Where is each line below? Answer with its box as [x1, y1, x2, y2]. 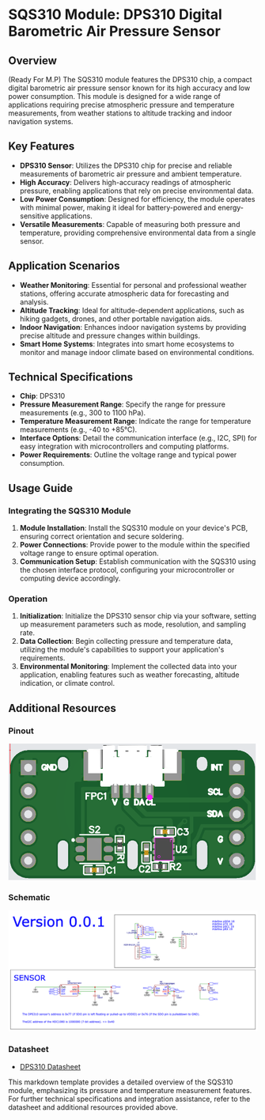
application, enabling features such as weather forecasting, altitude [19, 670, 240, 679]
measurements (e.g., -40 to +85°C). [19, 425, 138, 434]
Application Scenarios [8, 259, 120, 273]
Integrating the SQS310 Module [8, 505, 131, 516]
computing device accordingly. [19, 573, 121, 583]
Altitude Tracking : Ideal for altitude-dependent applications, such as [19, 305, 245, 315]
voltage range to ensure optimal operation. [19, 548, 160, 558]
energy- [217, 202, 244, 212]
